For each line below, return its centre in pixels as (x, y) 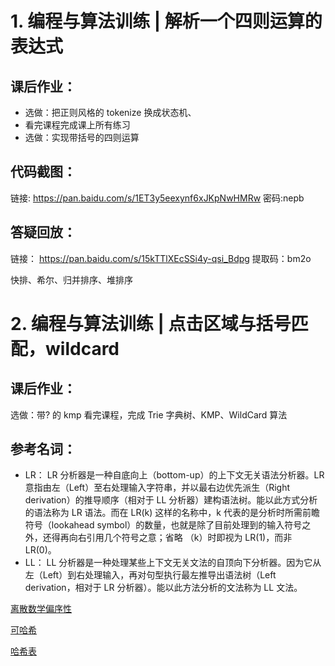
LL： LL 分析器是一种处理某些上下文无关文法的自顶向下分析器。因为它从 (173, 563)
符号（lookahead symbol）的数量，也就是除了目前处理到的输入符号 (163, 525)
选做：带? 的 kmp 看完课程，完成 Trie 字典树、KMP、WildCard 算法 (149, 414)
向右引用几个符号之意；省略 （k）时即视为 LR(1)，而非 (180, 538)
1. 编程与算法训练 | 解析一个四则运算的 (166, 21)
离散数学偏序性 (41, 609)
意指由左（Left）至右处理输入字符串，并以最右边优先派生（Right (157, 488)
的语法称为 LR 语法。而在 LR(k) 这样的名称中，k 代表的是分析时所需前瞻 (172, 513)
